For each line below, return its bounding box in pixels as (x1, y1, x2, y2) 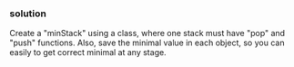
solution (9, 7, 47, 20)
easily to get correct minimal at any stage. (9, 47, 167, 58)
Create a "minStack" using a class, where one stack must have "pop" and (9, 28, 285, 39)
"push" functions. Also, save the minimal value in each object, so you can (9, 37, 285, 48)
